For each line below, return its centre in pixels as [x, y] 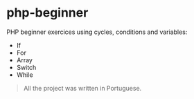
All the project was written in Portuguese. [82, 88]
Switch [26, 67]
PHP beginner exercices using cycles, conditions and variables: [97, 32]
